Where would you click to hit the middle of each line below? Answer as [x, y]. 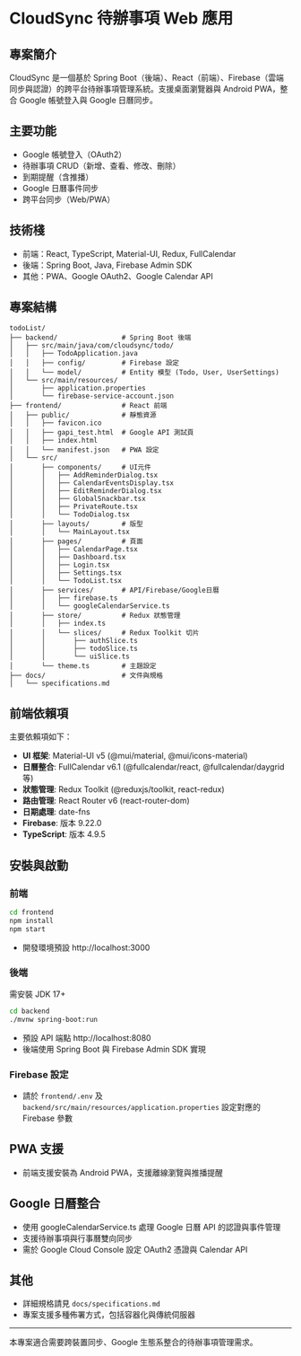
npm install [31, 920]
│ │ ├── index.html [54, 441]
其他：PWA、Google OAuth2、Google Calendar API [117, 276]
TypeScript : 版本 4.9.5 [64, 834]
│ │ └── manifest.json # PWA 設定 [84, 450]
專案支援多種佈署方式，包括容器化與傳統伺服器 [108, 1315]
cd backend [30, 1011]
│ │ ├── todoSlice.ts [74, 649]
